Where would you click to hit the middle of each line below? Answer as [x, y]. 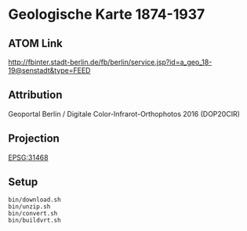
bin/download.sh [35, 200]
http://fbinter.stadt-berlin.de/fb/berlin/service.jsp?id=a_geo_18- [110, 62]
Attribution [35, 95]
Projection [34, 139]
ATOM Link [35, 43]
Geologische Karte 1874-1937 [107, 14]
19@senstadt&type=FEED [49, 70]
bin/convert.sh [33, 214]
